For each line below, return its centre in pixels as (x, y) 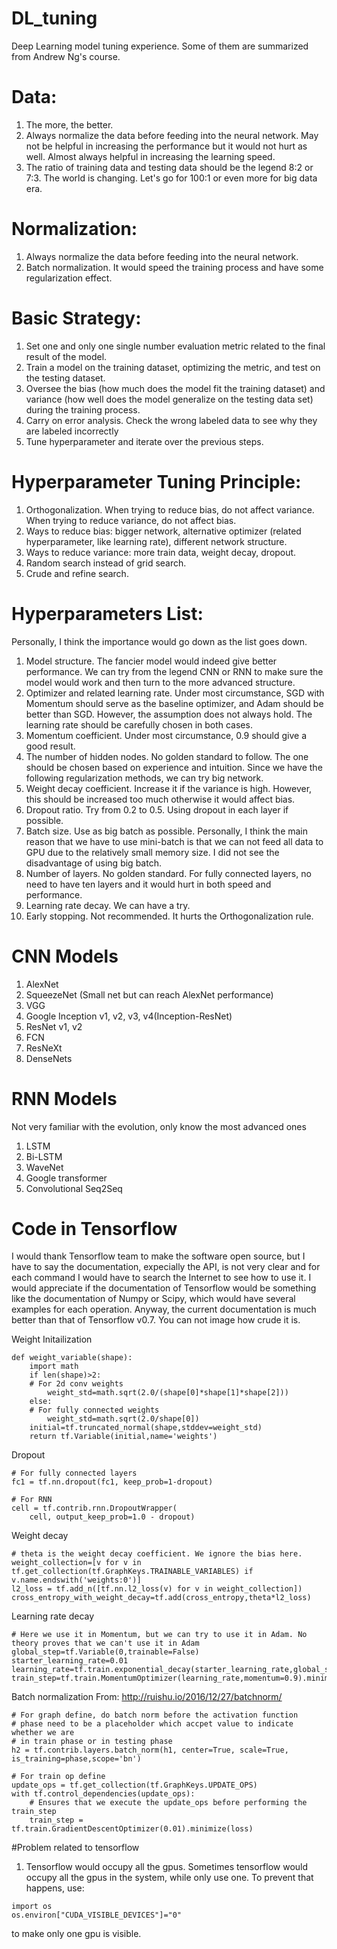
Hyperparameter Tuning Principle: (156, 481)
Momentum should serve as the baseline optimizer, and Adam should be (174, 703)
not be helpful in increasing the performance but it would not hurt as (166, 146)
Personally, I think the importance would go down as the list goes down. (159, 641)
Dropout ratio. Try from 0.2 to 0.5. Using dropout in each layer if (157, 809)
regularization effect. (69, 278)
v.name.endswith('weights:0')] (76, 1580)
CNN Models (65, 956)
